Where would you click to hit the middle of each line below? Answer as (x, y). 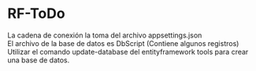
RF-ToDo (36, 14)
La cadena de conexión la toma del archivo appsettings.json (105, 35)
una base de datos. (39, 60)
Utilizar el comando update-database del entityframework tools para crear (128, 51)
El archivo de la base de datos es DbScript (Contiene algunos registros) (123, 43)
